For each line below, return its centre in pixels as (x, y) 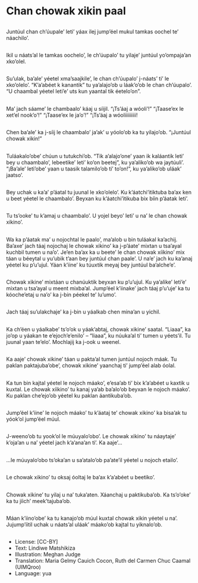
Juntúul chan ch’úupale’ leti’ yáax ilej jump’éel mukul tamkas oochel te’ (92, 32)
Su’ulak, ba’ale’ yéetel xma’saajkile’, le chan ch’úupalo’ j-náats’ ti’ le (88, 79)
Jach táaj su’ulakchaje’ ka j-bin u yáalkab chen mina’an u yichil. (83, 312)
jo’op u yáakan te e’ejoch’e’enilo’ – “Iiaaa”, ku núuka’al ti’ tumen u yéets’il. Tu (98, 336)
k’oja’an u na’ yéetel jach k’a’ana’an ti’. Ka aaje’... (65, 443)
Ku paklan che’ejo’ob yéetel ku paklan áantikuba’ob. (69, 395)
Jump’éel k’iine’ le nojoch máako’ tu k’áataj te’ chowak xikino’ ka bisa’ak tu (97, 413)
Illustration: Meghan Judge (48, 554)
